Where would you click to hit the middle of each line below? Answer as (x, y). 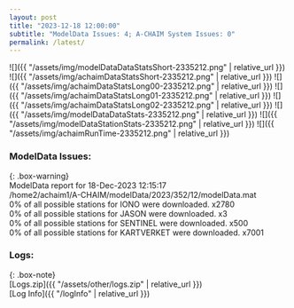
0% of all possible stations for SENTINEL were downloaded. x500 (129, 223)
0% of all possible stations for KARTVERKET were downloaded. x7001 (136, 233)
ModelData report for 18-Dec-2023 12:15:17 (88, 185)
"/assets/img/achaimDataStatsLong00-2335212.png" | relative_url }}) (147, 86)
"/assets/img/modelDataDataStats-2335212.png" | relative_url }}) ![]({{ (149, 115)
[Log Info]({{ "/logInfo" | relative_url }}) (80, 293)
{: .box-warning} (39, 176)
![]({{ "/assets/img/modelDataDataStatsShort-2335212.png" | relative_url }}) (147, 67)
